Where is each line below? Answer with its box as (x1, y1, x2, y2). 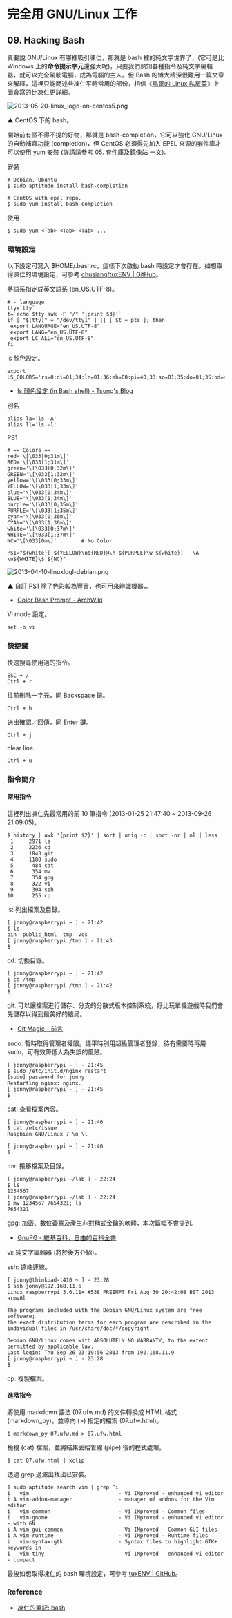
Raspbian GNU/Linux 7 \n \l (7, 1130, 88, 1137)
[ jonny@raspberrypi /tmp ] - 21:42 (7, 982, 113, 989)
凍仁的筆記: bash (17, 1603, 66, 1612)
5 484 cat (10, 862, 54, 869)
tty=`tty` (7, 305, 36, 312)
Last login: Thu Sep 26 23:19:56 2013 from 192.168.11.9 (7, 1349, 175, 1356)
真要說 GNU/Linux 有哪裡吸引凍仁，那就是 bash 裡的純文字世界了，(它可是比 (7, 53, 224, 61)
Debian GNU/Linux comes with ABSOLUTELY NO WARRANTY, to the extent (7, 1337, 209, 1344)
